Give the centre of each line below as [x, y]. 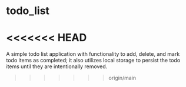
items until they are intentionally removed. [57, 66]
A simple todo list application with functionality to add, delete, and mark [93, 54]
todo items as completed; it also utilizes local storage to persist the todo [93, 61]
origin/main [122, 78]
